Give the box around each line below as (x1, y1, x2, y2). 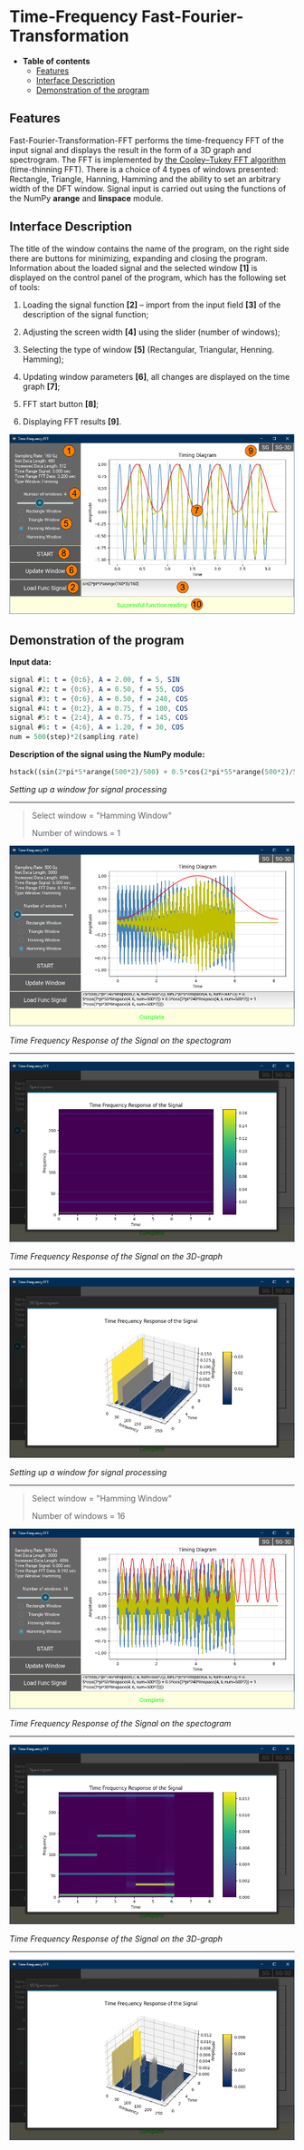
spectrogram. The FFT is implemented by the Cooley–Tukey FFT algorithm (9, 154, 287, 165)
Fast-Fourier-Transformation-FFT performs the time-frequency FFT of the (9, 134, 285, 146)
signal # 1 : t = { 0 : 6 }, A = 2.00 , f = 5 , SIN (9, 675, 181, 684)
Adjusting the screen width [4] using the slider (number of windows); (22, 326, 280, 337)
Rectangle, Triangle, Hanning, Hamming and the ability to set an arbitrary (9, 173, 281, 184)
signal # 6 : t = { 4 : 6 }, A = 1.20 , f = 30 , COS (9, 723, 185, 732)
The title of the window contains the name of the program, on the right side (9, 243, 290, 254)
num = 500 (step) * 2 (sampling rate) (9, 733, 140, 742)
